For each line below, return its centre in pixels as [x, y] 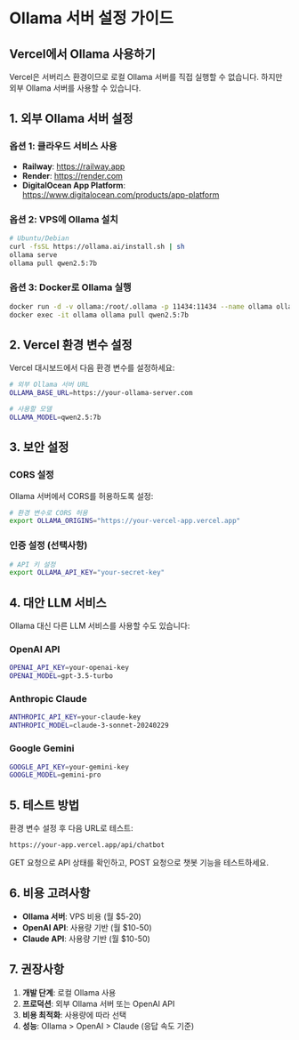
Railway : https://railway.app [73, 166]
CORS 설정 [32, 475]
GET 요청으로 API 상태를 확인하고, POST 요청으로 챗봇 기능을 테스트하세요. [139, 863]
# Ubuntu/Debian [39, 238]
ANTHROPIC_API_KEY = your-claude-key [75, 717]
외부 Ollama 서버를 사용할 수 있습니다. [75, 88]
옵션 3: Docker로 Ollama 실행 [70, 287]
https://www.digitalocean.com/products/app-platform [121, 194]
